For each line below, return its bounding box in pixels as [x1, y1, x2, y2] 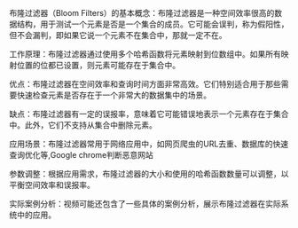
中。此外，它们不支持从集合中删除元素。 [9, 120, 157, 130]
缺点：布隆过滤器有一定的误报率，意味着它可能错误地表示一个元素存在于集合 [9, 109, 289, 119]
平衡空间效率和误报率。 [9, 180, 95, 190]
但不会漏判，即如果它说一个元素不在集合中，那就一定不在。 [9, 30, 227, 40]
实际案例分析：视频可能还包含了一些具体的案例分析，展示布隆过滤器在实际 [9, 199, 281, 208]
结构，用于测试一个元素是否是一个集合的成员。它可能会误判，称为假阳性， [16, 19, 289, 29]
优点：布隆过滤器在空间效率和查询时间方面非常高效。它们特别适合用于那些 [9, 79, 281, 89]
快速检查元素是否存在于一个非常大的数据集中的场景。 [16, 90, 211, 100]
